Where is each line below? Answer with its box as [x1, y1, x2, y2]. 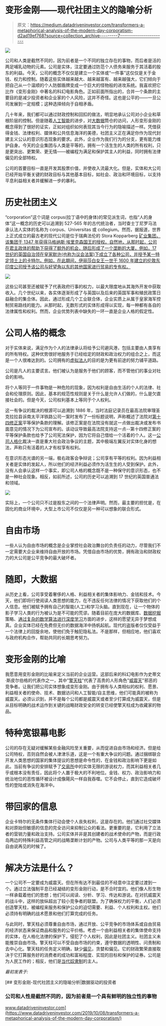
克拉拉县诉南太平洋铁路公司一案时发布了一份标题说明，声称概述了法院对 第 [5, 413, 157, 419]
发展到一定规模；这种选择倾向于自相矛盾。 [9, 101, 96, 107]
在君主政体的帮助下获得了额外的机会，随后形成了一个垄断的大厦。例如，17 [5, 245, 157, 251]
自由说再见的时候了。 [5, 843, 48, 849]
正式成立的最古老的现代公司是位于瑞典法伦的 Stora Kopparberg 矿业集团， [9, 232, 161, 238]
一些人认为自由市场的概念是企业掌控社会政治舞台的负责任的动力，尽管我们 [5, 542, 157, 548]
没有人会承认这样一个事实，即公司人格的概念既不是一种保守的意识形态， [5, 467, 152, 473]
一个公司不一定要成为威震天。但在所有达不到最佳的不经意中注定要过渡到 [5, 880, 152, 886]
